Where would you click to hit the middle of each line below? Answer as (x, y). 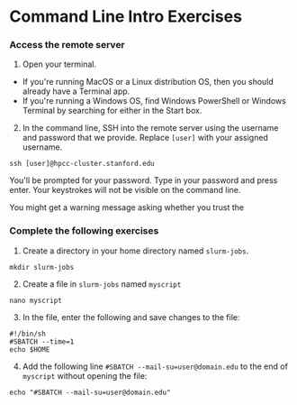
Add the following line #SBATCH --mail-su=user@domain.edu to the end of (155, 366)
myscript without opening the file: (85, 375)
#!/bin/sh (28, 334)
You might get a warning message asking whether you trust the (127, 207)
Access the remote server (67, 45)
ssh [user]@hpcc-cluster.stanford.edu (82, 164)
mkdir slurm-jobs (42, 267)
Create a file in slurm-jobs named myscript (102, 284)
